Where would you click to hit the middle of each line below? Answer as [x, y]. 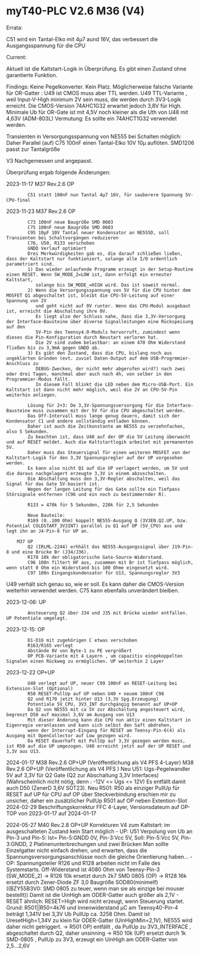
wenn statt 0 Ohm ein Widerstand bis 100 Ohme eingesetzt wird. [88, 568]
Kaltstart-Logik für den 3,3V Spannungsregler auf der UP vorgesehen [95, 458]
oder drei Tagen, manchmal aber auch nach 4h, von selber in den [89, 374]
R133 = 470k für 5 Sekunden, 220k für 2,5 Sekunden [93, 505]
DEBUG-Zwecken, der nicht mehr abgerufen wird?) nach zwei [110, 369]
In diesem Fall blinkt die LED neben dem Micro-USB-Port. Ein [115, 384]
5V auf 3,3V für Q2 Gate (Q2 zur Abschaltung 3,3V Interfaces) [83, 775]
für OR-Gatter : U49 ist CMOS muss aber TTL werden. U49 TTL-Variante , [97, 93]
